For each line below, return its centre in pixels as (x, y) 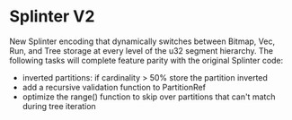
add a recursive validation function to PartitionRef (114, 87)
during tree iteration (59, 106)
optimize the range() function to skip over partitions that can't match (149, 97)
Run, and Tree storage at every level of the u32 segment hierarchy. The (142, 50)
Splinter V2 (52, 17)
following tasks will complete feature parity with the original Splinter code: (146, 60)
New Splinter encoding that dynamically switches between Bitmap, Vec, (142, 41)
